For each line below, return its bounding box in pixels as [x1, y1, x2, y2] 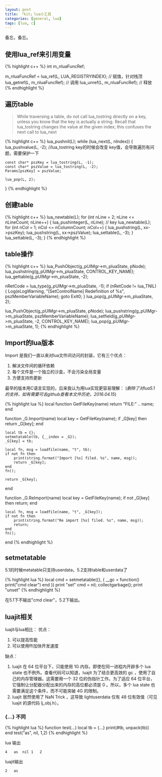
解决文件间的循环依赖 [12, 363, 55, 369]
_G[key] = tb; [5, 439, 34, 444]
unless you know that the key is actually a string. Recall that [16, 119, 136, 124]
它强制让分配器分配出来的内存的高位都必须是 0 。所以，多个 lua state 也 [12, 682, 156, 688]
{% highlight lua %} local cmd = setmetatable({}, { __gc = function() [5, 577, 140, 583]
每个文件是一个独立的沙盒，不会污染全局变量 [12, 369, 102, 375]
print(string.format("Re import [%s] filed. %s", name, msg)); [14, 518, 144, 523]
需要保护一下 [13, 150, 39, 156]
